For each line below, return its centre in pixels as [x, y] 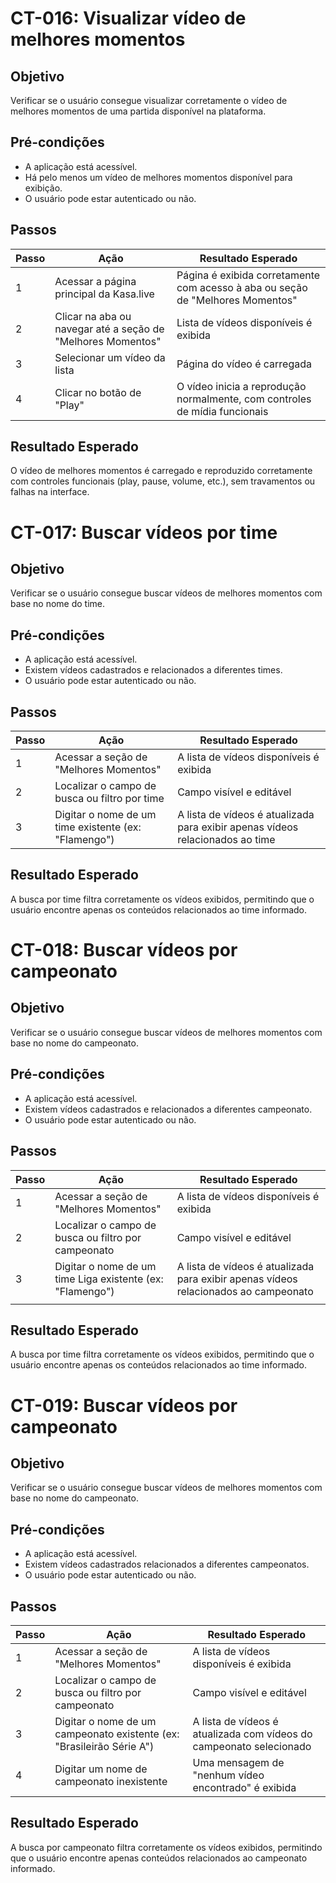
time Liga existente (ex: [109, 1279]
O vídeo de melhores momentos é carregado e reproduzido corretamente [161, 471]
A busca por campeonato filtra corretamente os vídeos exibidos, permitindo [166, 1847]
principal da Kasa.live [104, 294]
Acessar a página [95, 281]
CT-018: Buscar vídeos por [124, 950]
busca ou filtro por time [109, 799]
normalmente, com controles [244, 399]
